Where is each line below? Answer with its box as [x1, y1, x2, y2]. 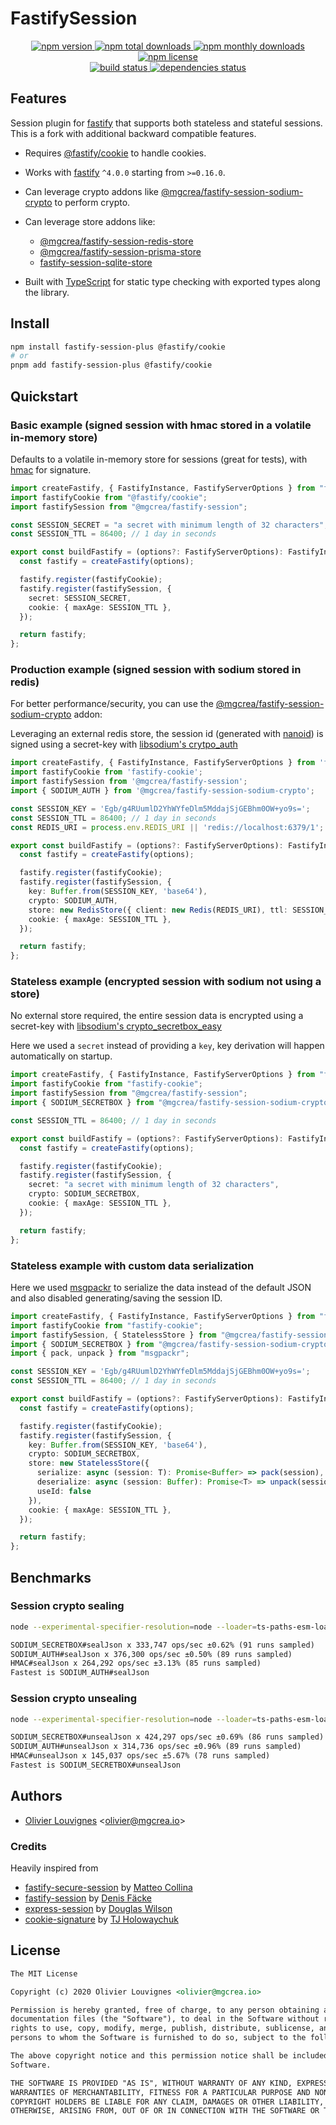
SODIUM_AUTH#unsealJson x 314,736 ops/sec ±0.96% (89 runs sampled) [10, 1742, 302, 1752]
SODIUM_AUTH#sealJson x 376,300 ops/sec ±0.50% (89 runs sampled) [10, 1649, 293, 1659]
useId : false [36, 1486, 92, 1496]
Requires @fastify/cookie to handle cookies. [24, 147, 207, 159]
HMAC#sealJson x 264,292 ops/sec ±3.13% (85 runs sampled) [10, 1658, 262, 1669]
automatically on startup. [10, 1050, 113, 1062]
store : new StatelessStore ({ [28, 1458, 150, 1469]
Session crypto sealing [10, 1599, 125, 1613]
